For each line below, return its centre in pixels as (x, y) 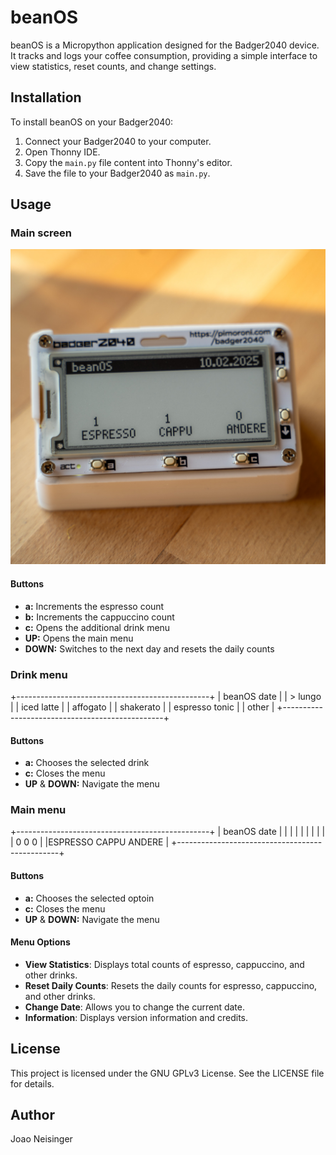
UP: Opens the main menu (79, 638)
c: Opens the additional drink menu (97, 627)
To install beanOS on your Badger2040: (92, 122)
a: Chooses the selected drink (87, 763)
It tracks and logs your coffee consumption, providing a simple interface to (164, 55)
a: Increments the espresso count (94, 606)
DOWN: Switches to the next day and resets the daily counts (149, 648)
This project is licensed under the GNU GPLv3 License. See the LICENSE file (167, 1073)
